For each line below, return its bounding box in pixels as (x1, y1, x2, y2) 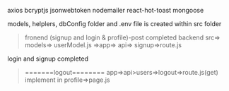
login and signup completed (7, 54, 88, 63)
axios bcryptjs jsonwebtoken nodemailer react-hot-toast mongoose (7, 6, 204, 14)
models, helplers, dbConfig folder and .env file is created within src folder (7, 20, 222, 28)
